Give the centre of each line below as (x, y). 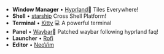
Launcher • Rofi (33, 38)
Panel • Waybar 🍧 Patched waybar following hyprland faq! (85, 32)
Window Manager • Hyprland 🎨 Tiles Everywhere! (75, 10)
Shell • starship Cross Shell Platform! (59, 16)
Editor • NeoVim (33, 45)
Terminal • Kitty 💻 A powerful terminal (62, 23)
